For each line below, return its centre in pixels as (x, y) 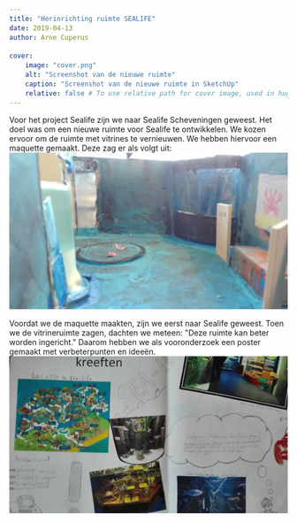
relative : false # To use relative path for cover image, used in (150, 93)
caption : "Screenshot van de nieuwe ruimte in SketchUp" (132, 84)
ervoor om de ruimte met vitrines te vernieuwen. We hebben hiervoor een (143, 138)
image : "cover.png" (61, 65)
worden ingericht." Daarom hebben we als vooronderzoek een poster (135, 342)
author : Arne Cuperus (49, 37)
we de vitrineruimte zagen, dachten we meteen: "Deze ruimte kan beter (139, 333)
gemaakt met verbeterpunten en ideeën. (83, 352)
